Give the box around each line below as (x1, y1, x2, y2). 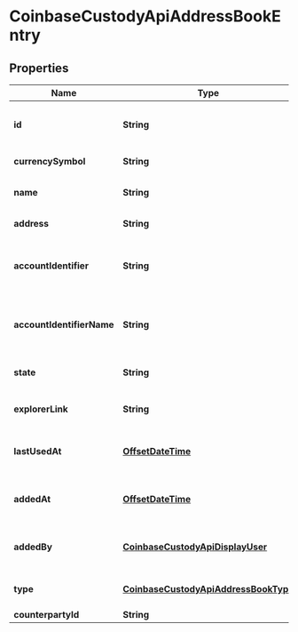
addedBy (13, 540, 53, 553)
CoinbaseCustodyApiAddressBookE (9, 6, 281, 27)
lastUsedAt (13, 445, 62, 457)
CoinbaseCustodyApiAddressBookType (122, 583, 294, 595)
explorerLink (13, 403, 68, 415)
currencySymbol (13, 156, 86, 167)
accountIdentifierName (13, 318, 114, 331)
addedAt (13, 493, 51, 505)
